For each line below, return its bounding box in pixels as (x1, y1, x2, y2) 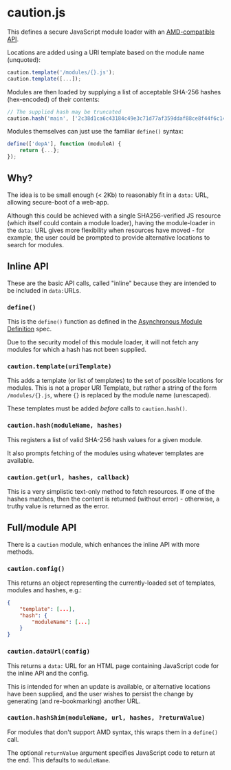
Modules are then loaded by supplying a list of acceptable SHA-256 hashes (7, 87, 221, 96)
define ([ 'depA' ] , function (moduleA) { (7, 141, 122, 147)
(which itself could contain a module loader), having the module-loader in (7, 218, 215, 227)
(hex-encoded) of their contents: (7, 95, 100, 103)
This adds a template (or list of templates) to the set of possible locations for (7, 377, 223, 385)
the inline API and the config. (7, 669, 89, 677)
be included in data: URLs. (7, 286, 81, 294)
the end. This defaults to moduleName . (7, 756, 111, 764)
